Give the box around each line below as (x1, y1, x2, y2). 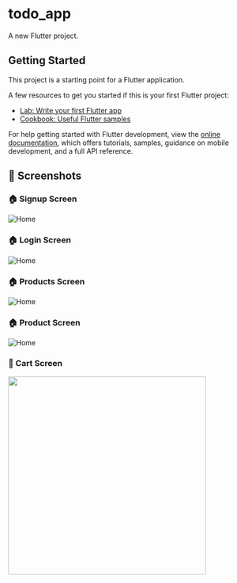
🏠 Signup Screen (8, 193, 77, 204)
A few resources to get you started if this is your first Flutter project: (8, 90, 229, 100)
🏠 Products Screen (8, 276, 85, 287)
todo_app (8, 5, 71, 23)
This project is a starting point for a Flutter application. (8, 74, 185, 84)
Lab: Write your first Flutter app (19, 105, 122, 115)
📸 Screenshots (8, 170, 82, 183)
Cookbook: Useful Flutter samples (19, 114, 131, 124)
